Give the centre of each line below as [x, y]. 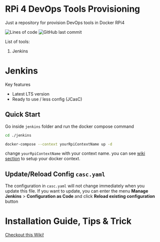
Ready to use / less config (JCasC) [47, 99]
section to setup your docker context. [43, 159]
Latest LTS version [31, 94]
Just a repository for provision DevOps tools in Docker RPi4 [65, 23]
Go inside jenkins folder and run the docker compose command [70, 126]
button [12, 201]
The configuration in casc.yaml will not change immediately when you [75, 186]
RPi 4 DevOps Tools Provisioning [73, 9]
